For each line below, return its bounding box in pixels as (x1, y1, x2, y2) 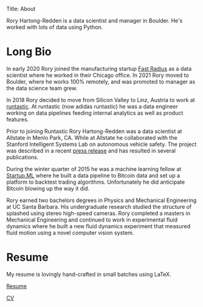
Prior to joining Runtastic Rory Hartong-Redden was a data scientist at (6, 128, 182, 135)
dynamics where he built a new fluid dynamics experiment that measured (6, 222, 191, 229)
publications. (6, 153, 39, 161)
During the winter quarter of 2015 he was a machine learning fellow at (6, 165, 182, 173)
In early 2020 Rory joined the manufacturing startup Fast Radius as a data (6, 65, 192, 72)
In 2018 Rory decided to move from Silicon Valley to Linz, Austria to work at (6, 96, 195, 103)
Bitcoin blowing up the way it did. (6, 184, 90, 192)
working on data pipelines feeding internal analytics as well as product (6, 109, 183, 117)
